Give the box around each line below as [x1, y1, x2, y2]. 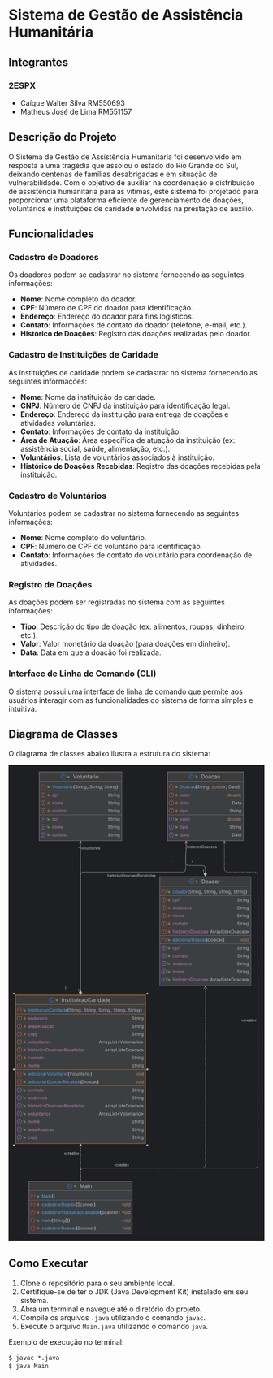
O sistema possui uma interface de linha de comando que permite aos [8, 687, 244, 696]
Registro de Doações [8, 578, 93, 590]
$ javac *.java [8, 1354, 60, 1362]
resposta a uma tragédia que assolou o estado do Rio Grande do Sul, [8, 160, 239, 170]
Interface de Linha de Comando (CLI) [8, 668, 157, 679]
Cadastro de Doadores [8, 252, 99, 262]
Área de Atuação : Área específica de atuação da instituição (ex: [19, 435, 236, 444]
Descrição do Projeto [8, 130, 117, 144]
